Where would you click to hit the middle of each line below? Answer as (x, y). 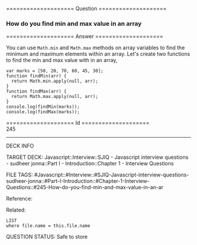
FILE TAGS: (20, 175)
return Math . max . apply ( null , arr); (55, 97)
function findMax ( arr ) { (36, 91)
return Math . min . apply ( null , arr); (55, 81)
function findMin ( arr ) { (36, 76)
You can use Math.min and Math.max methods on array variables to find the (96, 48)
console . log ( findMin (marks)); (43, 107)
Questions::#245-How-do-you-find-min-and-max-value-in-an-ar (85, 188)
